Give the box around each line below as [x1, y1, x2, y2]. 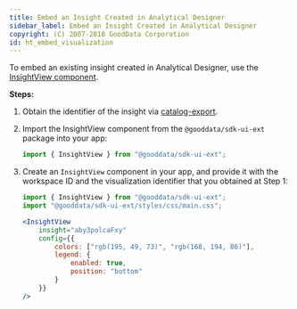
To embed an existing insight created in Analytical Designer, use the [9, 62, 259, 73]
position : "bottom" [70, 267, 143, 276]
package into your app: [21, 133, 108, 143]
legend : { [54, 250, 91, 259]
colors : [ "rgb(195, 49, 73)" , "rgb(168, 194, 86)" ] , [54, 242, 255, 251]
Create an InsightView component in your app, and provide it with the [21, 167, 279, 177]
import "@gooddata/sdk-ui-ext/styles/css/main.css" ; [21, 201, 223, 210]
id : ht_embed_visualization [9, 37, 114, 47]
